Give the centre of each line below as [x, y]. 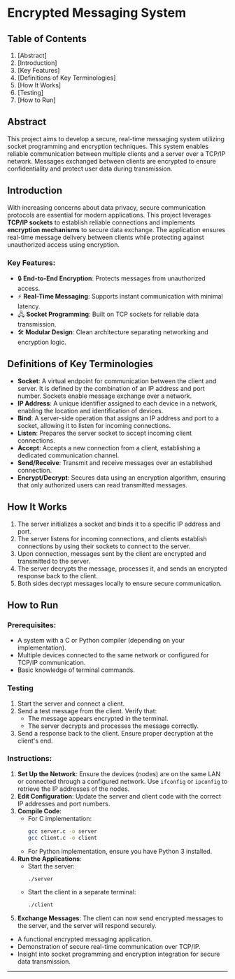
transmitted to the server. [54, 561]
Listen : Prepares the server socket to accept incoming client [105, 433]
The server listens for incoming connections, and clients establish [112, 538]
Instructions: [30, 759]
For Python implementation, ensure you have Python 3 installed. [120, 851]
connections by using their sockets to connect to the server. [104, 546]
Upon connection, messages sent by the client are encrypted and [112, 553]
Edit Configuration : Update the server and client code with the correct [119, 796]
